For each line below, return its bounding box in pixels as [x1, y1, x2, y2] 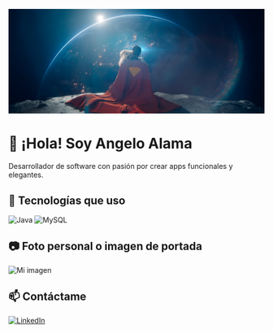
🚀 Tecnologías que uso [8, 193, 126, 207]
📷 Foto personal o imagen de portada [8, 240, 203, 253]
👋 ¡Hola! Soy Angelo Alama [8, 135, 193, 153]
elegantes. [8, 170, 44, 179]
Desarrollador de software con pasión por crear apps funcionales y [8, 162, 233, 171]
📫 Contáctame [8, 290, 87, 304]
